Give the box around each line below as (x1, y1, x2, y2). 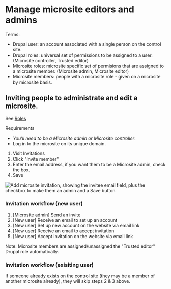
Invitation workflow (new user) (5, 200, 83, 207)
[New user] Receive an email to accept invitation (12, 228, 115, 234)
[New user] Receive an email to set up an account (12, 217, 118, 223)
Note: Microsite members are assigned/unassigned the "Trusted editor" (5, 243, 155, 249)
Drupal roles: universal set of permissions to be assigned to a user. (12, 52, 153, 58)
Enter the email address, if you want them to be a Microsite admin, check (12, 161, 166, 167)
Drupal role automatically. (5, 249, 59, 255)
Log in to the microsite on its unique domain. (12, 140, 106, 146)
